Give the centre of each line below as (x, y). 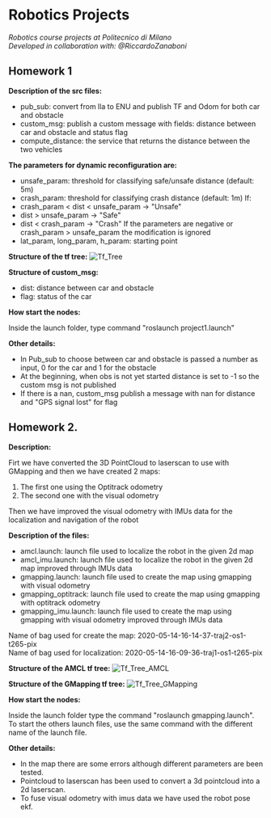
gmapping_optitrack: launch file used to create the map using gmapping (140, 594)
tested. (32, 772)
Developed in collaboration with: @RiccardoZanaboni (98, 45)
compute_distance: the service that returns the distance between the (135, 141)
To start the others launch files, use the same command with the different (131, 723)
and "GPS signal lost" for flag (69, 402)
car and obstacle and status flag (74, 132)
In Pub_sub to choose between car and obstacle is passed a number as (139, 359)
